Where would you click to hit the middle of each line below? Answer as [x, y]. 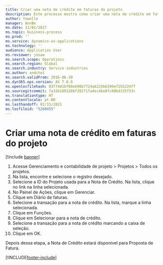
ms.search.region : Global [31, 64]
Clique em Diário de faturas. [40, 197]
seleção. [21, 228]
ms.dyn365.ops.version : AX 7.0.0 [39, 82]
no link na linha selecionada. [41, 187]
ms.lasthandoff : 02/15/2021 [34, 105]
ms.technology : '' [24, 46]
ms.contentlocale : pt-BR [30, 100]
